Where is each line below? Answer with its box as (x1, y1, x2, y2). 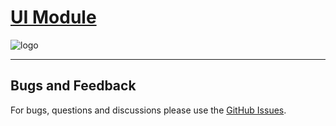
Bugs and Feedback (10, 77, 137, 95)
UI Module (10, 6, 97, 29)
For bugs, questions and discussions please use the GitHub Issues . (10, 104, 287, 116)
